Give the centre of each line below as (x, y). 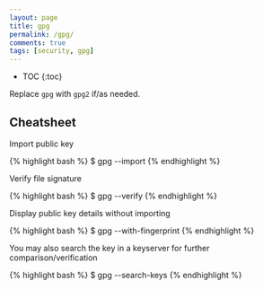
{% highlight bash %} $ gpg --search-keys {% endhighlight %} (126, 275)
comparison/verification (53, 258)
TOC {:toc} (42, 76)
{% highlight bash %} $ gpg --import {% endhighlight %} (115, 161)
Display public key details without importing (90, 213)
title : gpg (30, 26)
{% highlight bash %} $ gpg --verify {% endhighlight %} (114, 196)
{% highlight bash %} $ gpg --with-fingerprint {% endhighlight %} (132, 231)
